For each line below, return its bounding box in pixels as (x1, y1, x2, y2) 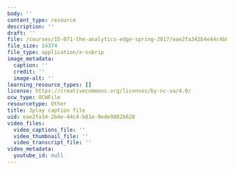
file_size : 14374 (7, 42, 58, 49)
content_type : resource (7, 17, 77, 24)
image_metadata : (7, 56, 54, 62)
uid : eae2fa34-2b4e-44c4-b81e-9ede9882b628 (7, 113, 136, 120)
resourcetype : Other (7, 101, 68, 108)
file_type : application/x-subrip (7, 49, 104, 56)
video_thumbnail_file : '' (13, 133, 89, 139)
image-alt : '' (13, 74, 54, 82)
